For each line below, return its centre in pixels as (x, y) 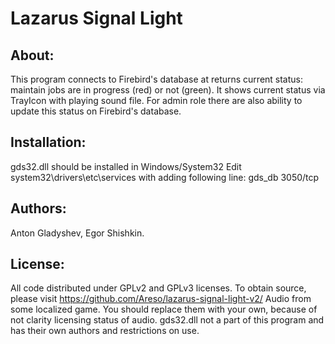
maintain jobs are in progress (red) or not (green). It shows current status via (168, 90)
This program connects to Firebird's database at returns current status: (157, 79)
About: (32, 55)
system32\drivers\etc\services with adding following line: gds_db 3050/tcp (165, 177)
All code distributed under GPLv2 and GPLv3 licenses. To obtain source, (158, 288)
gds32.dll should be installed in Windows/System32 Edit (126, 166)
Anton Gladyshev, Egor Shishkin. (77, 233)
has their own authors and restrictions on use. (105, 331)
